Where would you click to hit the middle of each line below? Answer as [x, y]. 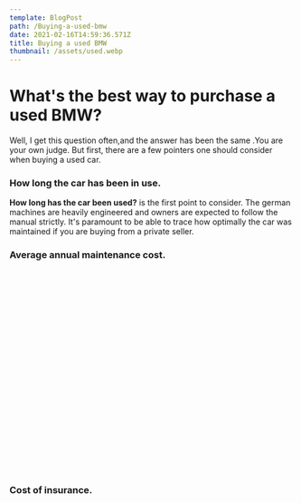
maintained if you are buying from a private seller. [102, 232]
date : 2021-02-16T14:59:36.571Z [70, 34]
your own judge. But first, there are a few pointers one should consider [141, 150]
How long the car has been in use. [85, 183]
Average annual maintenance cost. [88, 255]
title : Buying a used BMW [58, 43]
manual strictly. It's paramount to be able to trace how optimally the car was [150, 222]
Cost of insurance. [51, 490]
